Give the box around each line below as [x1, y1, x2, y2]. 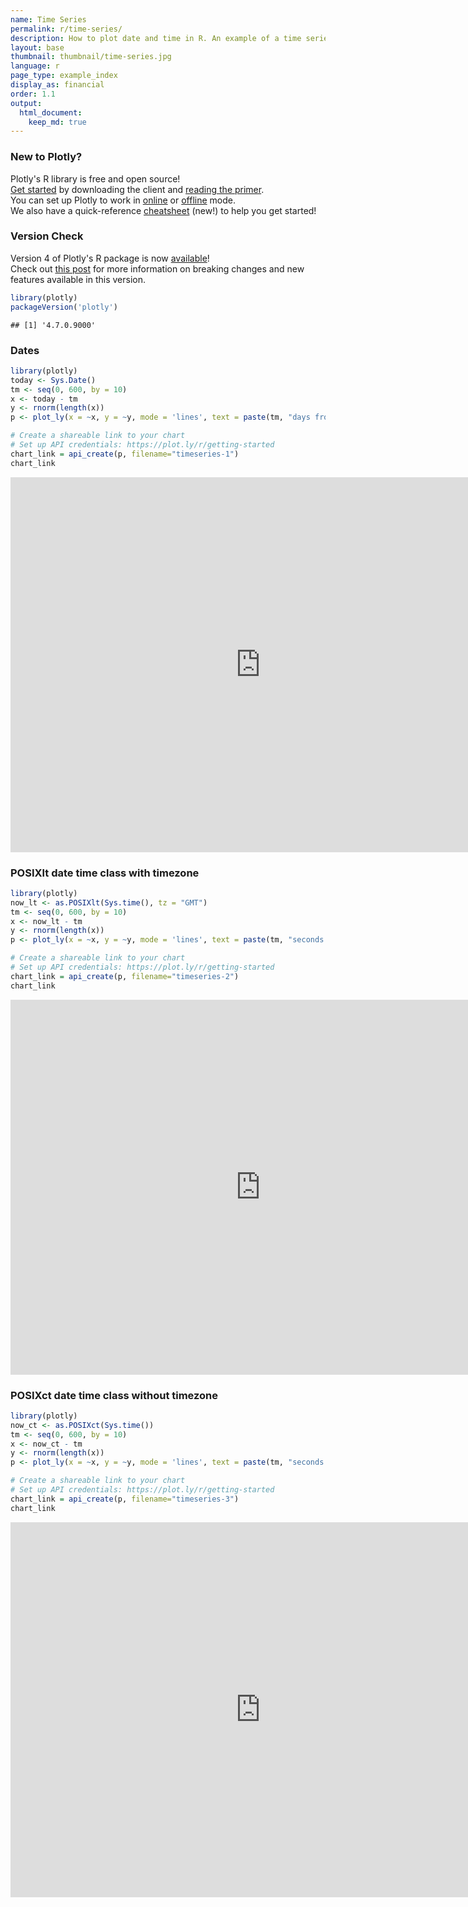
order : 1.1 [10, 89, 56, 99]
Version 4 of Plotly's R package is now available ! [10, 252, 210, 264]
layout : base [10, 42, 65, 53]
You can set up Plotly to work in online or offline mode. [10, 194, 237, 206]
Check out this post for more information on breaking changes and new [10, 262, 305, 275]
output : [10, 98, 43, 108]
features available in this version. [10, 273, 147, 285]
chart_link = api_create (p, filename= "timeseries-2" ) [10, 971, 240, 981]
